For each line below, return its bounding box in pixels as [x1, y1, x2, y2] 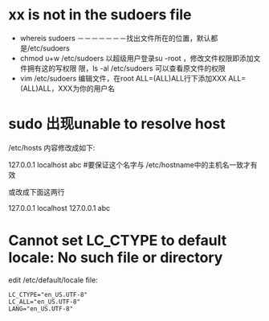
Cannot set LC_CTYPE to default [8, 232, 227, 250]
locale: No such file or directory [8, 249, 223, 267]
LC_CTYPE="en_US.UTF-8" [8, 290, 88, 298]
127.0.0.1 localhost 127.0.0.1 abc [8, 203, 111, 212]
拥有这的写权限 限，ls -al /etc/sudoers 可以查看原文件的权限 [26, 63, 226, 73]
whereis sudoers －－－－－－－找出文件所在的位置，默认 [19, 33, 211, 43]
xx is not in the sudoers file [8, 6, 192, 24]
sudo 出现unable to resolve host [8, 115, 226, 134]
